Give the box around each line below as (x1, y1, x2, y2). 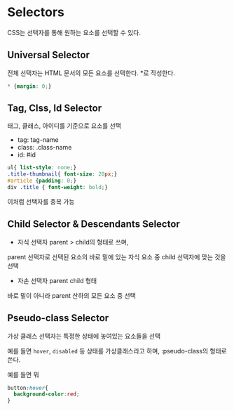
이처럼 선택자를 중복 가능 (7, 197, 75, 206)
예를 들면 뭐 (7, 370, 40, 379)
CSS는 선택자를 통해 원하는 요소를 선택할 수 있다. (7, 28, 142, 37)
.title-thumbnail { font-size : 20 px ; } (7, 171, 118, 178)
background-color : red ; (13, 391, 80, 398)
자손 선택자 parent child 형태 (17, 276, 97, 285)
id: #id (17, 150, 36, 159)
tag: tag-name (17, 136, 59, 144)
